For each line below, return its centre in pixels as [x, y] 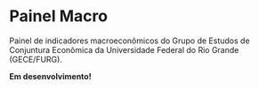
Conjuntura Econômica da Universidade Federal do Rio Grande [124, 49]
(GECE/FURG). [36, 59]
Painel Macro [59, 16]
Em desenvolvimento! [50, 76]
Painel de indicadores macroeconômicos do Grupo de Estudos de [130, 41]
